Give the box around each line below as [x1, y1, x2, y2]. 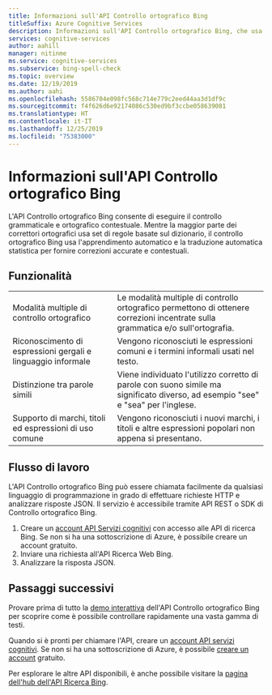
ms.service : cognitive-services [8, 58, 117, 66]
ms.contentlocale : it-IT [8, 117, 92, 126]
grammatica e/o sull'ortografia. [117, 322, 235, 334]
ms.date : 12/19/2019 [8, 79, 79, 87]
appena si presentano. [117, 433, 202, 444]
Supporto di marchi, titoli [12, 412, 106, 424]
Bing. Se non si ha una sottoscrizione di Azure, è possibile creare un [19, 532, 248, 542]
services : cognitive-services [8, 34, 111, 43]
